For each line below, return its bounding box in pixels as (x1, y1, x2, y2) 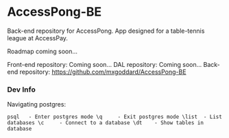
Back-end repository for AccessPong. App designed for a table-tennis (7, 27, 205, 35)
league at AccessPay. (7, 33, 69, 42)
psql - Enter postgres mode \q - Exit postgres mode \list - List (7, 113, 223, 120)
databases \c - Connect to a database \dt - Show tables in (7, 120, 204, 126)
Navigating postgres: (7, 100, 67, 109)
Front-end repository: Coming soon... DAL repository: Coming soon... (7, 60, 202, 68)
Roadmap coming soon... (7, 47, 77, 55)
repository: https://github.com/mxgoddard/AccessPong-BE (19, 68, 186, 76)
